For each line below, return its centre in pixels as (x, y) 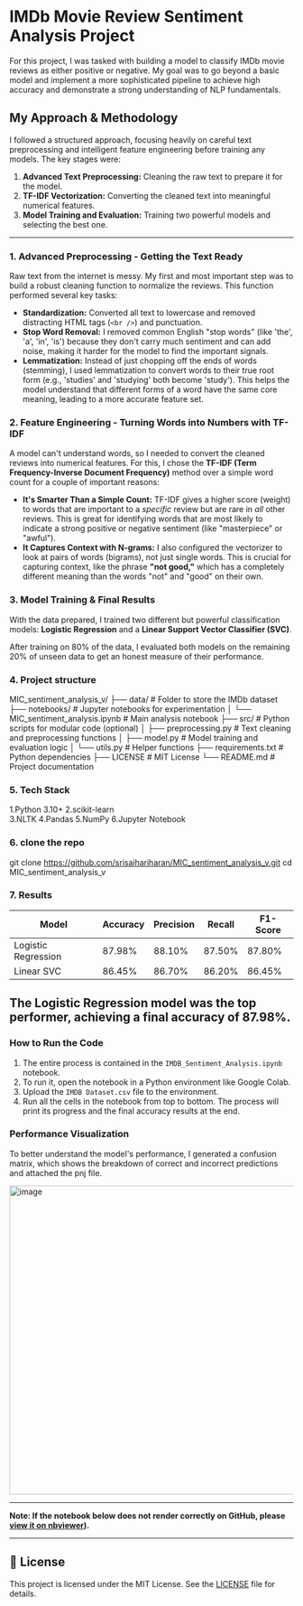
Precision (174, 924)
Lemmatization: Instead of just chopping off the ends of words (139, 361)
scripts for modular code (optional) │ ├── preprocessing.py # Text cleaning (150, 728)
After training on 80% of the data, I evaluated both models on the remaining (150, 647)
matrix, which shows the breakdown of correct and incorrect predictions (144, 1163)
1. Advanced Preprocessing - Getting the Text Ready (126, 257)
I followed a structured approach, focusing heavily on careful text (131, 140)
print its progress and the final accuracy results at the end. (131, 1111)
